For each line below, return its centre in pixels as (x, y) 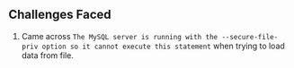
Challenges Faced (60, 15)
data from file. (47, 55)
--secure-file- (250, 37)
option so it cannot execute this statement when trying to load (163, 46)
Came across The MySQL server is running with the (119, 36)
